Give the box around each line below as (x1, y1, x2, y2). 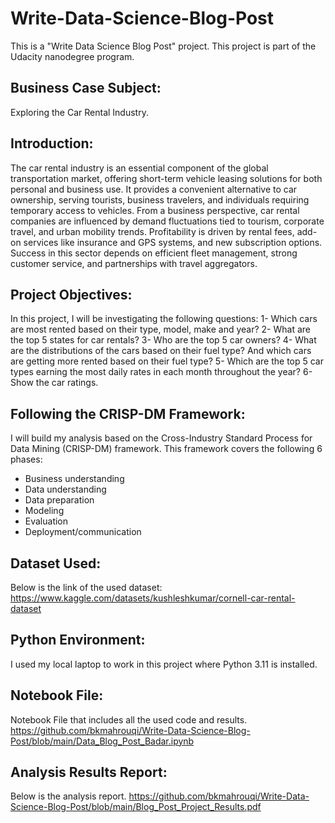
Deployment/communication (24, 526, 142, 538)
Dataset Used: (10, 555, 102, 572)
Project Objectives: (10, 286, 133, 303)
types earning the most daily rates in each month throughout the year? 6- (10, 366, 313, 378)
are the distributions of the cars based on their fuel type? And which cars (10, 345, 312, 357)
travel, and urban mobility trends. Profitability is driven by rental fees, (10, 225, 295, 237)
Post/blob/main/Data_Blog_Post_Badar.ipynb (10, 735, 195, 747)
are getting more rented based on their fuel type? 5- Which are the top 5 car (10, 355, 325, 367)
